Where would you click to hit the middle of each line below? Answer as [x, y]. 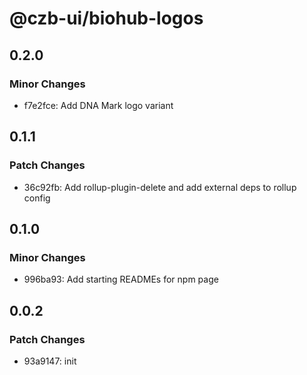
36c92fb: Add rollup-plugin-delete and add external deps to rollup [160, 187]
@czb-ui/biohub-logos [106, 18]
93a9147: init [50, 361]
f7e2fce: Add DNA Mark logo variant [98, 105]
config [37, 198]
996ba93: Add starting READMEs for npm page [121, 279]
